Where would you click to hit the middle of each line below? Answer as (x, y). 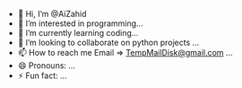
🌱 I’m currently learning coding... (78, 33)
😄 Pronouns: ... (47, 66)
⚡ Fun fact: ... (42, 75)
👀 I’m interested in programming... (80, 23)
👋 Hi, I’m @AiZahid (52, 14)
